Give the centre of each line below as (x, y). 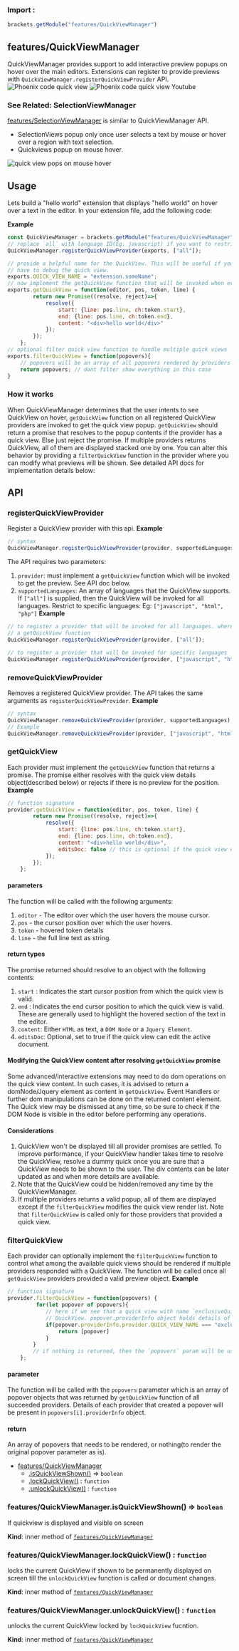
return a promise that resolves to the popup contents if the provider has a (115, 432)
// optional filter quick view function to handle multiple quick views (117, 350)
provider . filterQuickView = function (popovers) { (83, 1298)
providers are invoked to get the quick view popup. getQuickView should (113, 425)
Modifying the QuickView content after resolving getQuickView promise (114, 1061)
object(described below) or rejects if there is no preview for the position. (113, 782)
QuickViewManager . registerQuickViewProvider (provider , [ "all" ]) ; (106, 640)
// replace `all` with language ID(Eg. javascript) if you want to (110, 244)
